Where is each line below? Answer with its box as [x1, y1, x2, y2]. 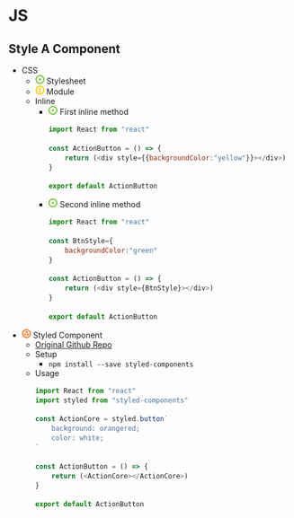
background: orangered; [51, 424, 140, 434]
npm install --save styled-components [48, 360, 194, 369]
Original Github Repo [34, 338, 112, 350]
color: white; [51, 434, 104, 443]
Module [46, 86, 75, 97]
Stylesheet [46, 75, 86, 86]
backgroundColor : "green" [65, 246, 158, 255]
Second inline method [59, 199, 141, 210]
